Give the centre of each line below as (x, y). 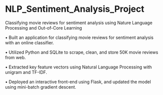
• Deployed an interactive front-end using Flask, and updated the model (78, 82)
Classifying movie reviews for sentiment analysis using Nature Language (79, 23)
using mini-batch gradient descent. (41, 87)
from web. (16, 57)
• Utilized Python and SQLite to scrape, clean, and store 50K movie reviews (82, 52)
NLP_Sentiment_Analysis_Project (75, 9)
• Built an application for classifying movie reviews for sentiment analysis (79, 37)
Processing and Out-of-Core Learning (44, 28)
